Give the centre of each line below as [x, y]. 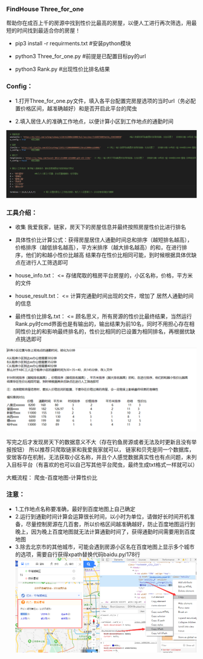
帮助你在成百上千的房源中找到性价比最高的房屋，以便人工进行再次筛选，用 [99, 23]
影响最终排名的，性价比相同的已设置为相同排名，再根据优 [118, 331]
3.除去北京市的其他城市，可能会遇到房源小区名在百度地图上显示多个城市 [105, 546]
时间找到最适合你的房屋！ [48, 31]
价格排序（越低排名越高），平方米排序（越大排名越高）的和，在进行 [98, 248]
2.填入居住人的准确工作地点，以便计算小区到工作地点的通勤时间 [94, 121]
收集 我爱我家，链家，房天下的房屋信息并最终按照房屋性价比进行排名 [100, 227]
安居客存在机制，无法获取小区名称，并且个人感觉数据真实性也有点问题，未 [99, 457]
